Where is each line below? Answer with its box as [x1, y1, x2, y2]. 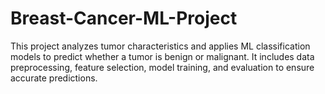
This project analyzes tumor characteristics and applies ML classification [10, 40, 311, 52]
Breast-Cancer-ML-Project [10, 7, 238, 30]
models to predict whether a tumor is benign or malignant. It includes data [10, 50, 315, 62]
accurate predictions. [10, 72, 98, 84]
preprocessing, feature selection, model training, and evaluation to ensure [10, 61, 315, 73]
